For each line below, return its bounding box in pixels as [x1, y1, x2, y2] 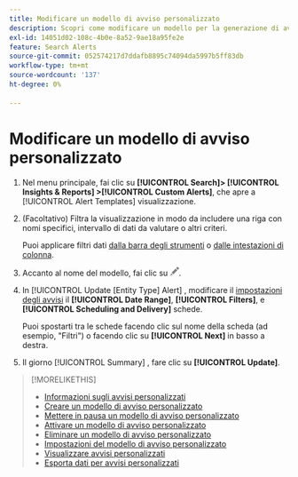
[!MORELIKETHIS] [30, 374, 97, 385]
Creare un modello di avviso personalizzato [43, 401, 203, 411]
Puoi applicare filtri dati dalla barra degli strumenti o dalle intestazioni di [21, 240, 284, 250]
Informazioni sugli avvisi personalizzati [43, 391, 186, 401]
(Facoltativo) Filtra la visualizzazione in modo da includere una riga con [21, 213, 282, 224]
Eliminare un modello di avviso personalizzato [43, 429, 211, 440]
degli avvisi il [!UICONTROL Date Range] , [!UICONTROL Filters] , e [21, 294, 265, 305]
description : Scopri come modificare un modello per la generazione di [9, 23, 279, 33]
